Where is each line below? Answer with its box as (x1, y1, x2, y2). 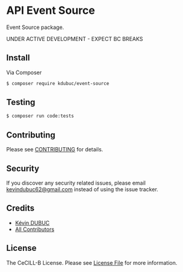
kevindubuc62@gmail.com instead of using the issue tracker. (6, 185, 159, 193)
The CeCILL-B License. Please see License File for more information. (6, 259, 178, 266)
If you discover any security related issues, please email (6, 179, 146, 186)
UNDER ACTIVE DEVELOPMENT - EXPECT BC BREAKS (6, 35, 143, 42)
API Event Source (6, 4, 95, 17)
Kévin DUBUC (14, 219, 50, 226)
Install (6, 52, 30, 63)
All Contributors (14, 226, 54, 233)
